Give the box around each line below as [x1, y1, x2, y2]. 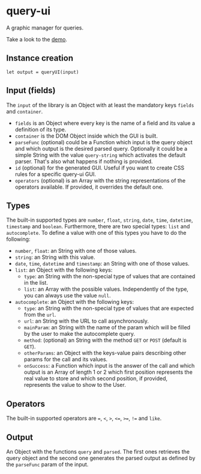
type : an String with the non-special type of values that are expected [23, 305, 194, 312]
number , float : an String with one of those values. [14, 248, 137, 255]
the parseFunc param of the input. [6, 461, 89, 468]
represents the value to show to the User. [23, 381, 126, 389]
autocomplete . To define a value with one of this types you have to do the [6, 229, 187, 237]
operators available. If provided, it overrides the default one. [14, 183, 164, 190]
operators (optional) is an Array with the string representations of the [14, 177, 186, 184]
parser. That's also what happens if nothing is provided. [14, 157, 153, 165]
